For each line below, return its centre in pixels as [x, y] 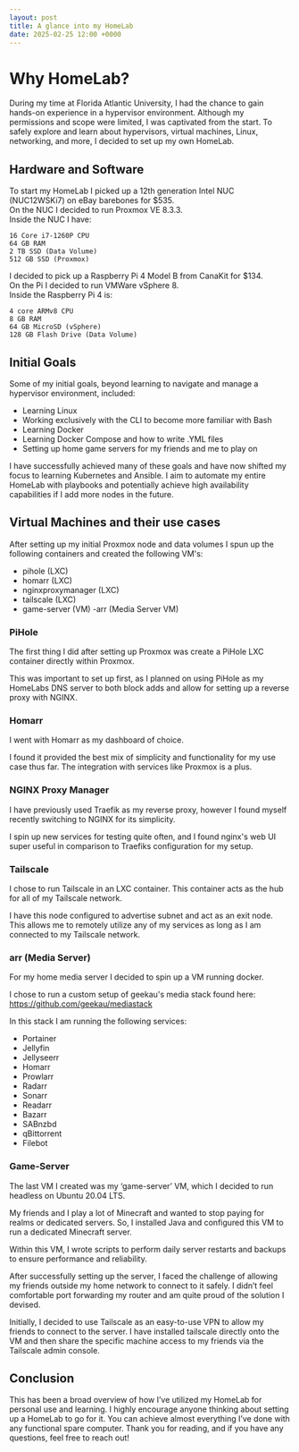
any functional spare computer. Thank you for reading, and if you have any [146, 1429]
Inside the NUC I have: [50, 219]
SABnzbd [39, 1125]
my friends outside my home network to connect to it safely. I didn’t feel [141, 1286]
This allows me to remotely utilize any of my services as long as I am [135, 925]
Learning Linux [50, 410]
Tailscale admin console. [54, 1350]
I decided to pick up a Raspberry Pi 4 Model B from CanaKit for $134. [136, 276]
